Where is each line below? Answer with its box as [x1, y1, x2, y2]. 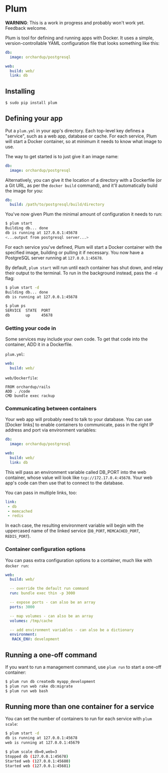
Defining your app [5, 114, 63, 123]
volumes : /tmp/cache [10, 618, 53, 623]
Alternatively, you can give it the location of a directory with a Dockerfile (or [5, 177, 162, 183]
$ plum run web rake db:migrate [5, 683, 73, 689]
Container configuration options [5, 546, 86, 553]
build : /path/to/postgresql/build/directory [10, 202, 105, 207]
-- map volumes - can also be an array [10, 613, 94, 618]
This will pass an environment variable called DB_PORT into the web [5, 469, 147, 475]
